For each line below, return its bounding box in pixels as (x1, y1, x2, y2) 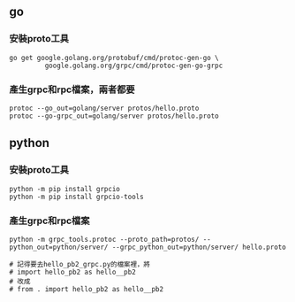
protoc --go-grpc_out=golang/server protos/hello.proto (9, 112, 219, 120)
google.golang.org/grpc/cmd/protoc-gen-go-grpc (44, 61, 223, 70)
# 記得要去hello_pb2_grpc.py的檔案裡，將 (9, 259, 150, 268)
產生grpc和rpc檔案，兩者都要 (9, 83, 135, 96)
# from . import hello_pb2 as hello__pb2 (9, 284, 164, 293)
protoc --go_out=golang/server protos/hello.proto (9, 104, 200, 112)
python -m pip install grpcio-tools (9, 192, 144, 201)
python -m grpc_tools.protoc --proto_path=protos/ (9, 235, 200, 244)
